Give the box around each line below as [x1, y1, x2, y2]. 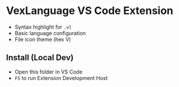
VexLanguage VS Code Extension [6, 4, 174, 18]
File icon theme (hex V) [14, 36, 71, 43]
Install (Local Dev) [6, 53, 74, 62]
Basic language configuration [14, 29, 87, 36]
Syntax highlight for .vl [14, 23, 72, 30]
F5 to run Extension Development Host [14, 74, 108, 81]
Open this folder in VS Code [14, 68, 83, 75]
